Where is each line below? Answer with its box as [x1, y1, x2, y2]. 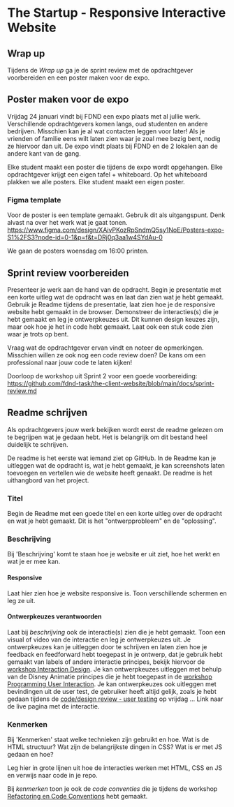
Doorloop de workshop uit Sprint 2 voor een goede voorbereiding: [7, 371, 198, 380]
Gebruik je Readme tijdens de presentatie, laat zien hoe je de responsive [7, 300, 216, 309]
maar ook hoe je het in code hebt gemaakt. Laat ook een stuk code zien [7, 323, 214, 331]
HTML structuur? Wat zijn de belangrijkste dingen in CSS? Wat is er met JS [7, 743, 223, 751]
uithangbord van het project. [7, 476, 89, 484]
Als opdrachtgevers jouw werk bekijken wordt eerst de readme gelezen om [7, 425, 224, 434]
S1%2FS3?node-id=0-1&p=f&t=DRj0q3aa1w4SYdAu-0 [7, 233, 163, 242]
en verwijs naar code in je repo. [7, 771, 98, 780]
